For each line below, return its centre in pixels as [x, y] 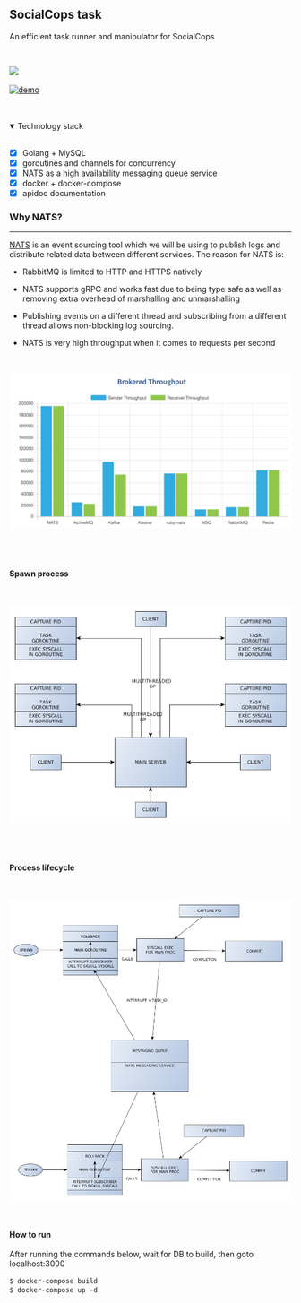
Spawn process [39, 574]
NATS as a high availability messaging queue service [120, 173]
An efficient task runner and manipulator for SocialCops [112, 36]
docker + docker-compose [72, 183]
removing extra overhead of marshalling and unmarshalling [131, 298]
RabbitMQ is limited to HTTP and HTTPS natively [112, 272]
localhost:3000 [37, 1264]
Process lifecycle [42, 867]
